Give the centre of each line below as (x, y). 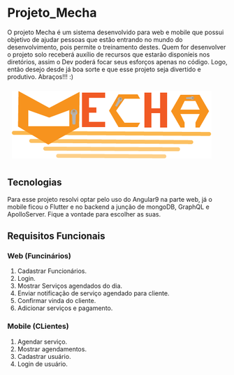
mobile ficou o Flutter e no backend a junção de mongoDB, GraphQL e (108, 207)
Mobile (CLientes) (38, 326)
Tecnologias (35, 183)
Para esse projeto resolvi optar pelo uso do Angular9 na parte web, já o (110, 199)
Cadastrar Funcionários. (52, 271)
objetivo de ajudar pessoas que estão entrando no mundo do (95, 39)
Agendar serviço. (42, 341)
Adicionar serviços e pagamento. (65, 308)
